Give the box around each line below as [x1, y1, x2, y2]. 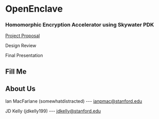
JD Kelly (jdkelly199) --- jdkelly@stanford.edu [5, 108, 101, 114]
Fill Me [5, 67, 27, 76]
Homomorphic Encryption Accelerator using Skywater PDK [5, 21, 154, 28]
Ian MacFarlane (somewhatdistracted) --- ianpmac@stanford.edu [5, 98, 142, 104]
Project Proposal [5, 33, 40, 39]
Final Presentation [5, 52, 43, 58]
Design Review [5, 43, 37, 49]
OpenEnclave [5, 3, 63, 15]
